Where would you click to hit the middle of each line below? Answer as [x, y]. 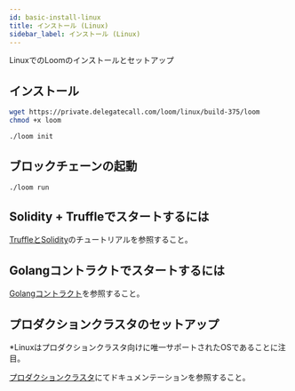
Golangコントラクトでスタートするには [117, 271]
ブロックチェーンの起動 [73, 167]
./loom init [31, 136]
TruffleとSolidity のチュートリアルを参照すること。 [101, 240]
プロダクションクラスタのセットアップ [114, 324]
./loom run [29, 188]
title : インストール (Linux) [59, 26]
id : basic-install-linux [55, 17]
